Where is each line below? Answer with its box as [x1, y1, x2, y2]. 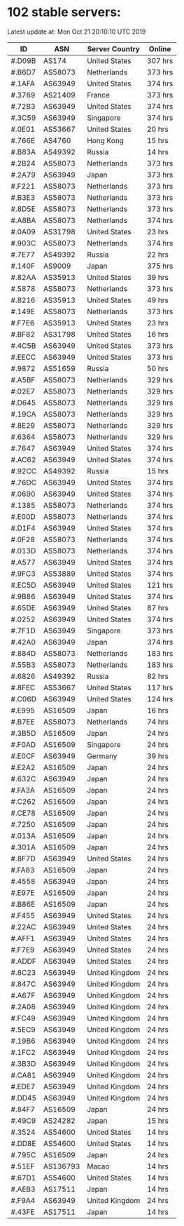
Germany [87, 751, 118, 761]
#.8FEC [10, 682, 36, 692]
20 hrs [146, 124, 169, 134]
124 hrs [146, 694, 174, 703]
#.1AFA [10, 79, 35, 88]
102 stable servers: [7, 4, 121, 20]
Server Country [87, 43, 140, 53]
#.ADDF [10, 956, 37, 966]
